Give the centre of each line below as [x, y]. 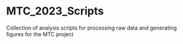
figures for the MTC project [40, 34]
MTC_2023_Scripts [55, 11]
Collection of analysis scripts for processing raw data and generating [91, 28]
